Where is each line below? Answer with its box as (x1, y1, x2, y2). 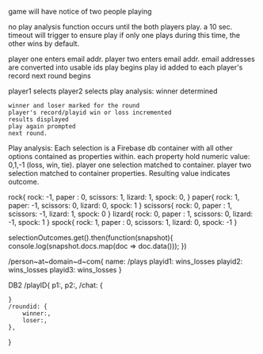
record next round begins (8, 71, 91, 80)
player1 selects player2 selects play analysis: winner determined (8, 86, 218, 96)
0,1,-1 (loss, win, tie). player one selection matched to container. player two (8, 160, 252, 169)
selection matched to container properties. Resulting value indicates (8, 169, 231, 177)
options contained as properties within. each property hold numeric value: (8, 152, 250, 161)
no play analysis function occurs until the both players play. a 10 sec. (8, 22, 233, 31)
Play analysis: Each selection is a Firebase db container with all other (8, 143, 234, 153)
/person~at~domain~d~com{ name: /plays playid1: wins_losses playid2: (8, 257, 243, 266)
